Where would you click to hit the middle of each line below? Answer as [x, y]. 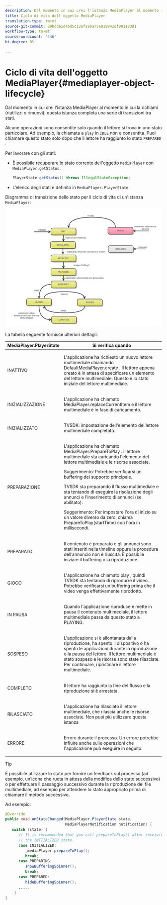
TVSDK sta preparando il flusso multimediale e [111, 487]
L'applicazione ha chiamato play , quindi [105, 575]
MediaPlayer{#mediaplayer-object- [80, 83]
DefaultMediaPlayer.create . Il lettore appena [109, 368]
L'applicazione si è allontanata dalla [100, 638]
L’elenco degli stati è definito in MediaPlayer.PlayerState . [71, 187]
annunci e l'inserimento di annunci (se [103, 497]
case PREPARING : [35, 861]
